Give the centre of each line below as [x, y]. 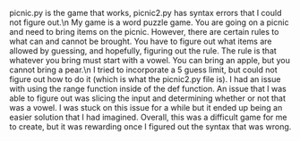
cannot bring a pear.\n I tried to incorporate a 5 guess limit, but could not [143, 70]
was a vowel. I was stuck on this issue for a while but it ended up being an [146, 108]
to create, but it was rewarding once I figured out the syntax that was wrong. [150, 127]
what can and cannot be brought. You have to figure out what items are [141, 41]
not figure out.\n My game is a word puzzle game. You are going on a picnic [149, 22]
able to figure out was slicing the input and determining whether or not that [148, 98]
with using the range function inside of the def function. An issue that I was [148, 89]
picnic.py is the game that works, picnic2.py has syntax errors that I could [146, 13]
